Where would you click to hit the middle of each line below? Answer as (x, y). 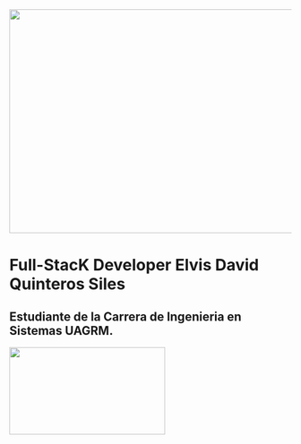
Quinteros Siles (67, 284)
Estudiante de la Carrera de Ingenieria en (125, 316)
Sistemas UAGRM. (61, 331)
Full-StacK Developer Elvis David (134, 265)
